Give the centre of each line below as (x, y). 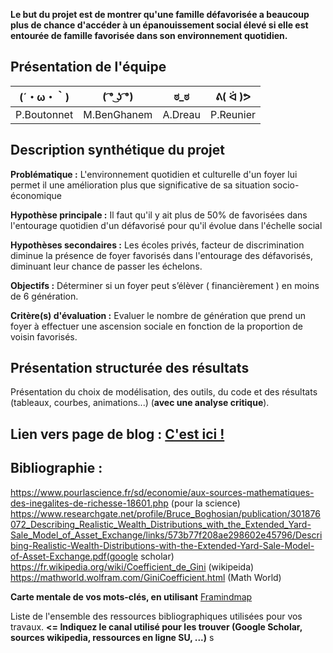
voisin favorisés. (44, 336)
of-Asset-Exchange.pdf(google (74, 556)
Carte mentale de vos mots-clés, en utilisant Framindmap (131, 596)
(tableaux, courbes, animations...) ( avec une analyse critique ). (140, 403)
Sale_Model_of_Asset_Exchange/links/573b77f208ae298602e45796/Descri (166, 535)
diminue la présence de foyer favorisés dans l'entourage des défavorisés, (161, 255)
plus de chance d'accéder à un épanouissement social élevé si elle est (159, 25)
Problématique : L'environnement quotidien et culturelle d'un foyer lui (154, 174)
